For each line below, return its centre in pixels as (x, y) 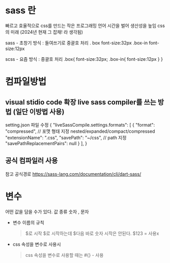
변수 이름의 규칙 (28, 222)
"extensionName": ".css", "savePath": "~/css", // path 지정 (66, 137)
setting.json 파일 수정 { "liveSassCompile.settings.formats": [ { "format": (80, 125)
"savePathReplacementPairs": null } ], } (46, 143)
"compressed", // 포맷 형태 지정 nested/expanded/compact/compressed (80, 131)
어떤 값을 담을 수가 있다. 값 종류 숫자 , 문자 (47, 211)
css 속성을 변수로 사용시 (37, 244)
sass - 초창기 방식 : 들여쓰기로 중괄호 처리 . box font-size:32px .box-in (77, 43)
